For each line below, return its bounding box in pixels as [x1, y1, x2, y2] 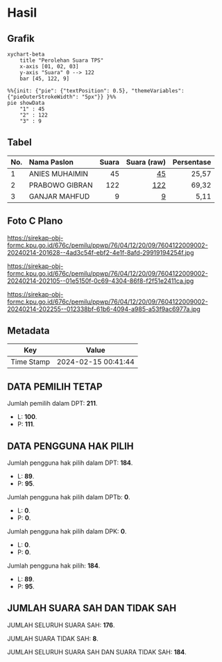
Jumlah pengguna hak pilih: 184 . [7, 561, 101, 570]
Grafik [7, 33, 35, 44]
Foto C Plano [7, 215, 63, 227]
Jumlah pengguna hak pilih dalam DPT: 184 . [7, 458, 133, 467]
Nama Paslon [28, 157, 74, 167]
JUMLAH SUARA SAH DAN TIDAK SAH [7, 602, 177, 614]
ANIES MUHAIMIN [28, 169, 89, 179]
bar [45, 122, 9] [19, 75, 70, 82]
